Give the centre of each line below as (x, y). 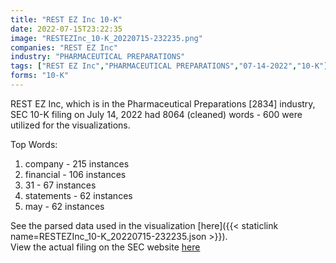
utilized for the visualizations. (70, 125)
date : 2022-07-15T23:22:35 (66, 29)
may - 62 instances (64, 206)
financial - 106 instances (75, 174)
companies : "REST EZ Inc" (64, 47)
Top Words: (34, 144)
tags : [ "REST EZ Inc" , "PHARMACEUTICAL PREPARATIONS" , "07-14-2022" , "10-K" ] (169, 66)
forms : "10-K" (40, 76)
